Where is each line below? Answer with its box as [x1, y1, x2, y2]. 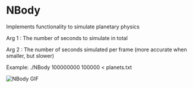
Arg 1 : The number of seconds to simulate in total [6, 34, 128, 41]
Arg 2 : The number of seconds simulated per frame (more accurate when [6, 45, 187, 53]
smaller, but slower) [6, 52, 55, 59]
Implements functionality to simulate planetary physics [6, 23, 140, 30]
